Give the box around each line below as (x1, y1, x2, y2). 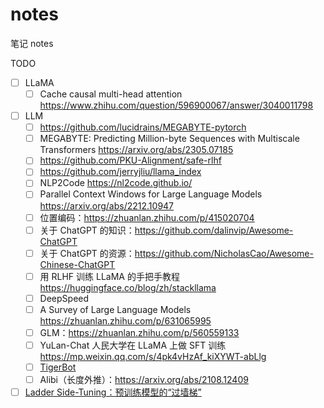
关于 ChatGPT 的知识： (39, 224, 135, 236)
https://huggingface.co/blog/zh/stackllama (39, 281, 217, 293)
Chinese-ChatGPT (39, 258, 116, 270)
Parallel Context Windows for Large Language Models (39, 188, 263, 200)
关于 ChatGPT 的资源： (39, 247, 135, 259)
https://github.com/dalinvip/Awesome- (134, 224, 294, 236)
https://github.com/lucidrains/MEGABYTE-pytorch (39, 121, 247, 133)
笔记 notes (10, 37, 54, 49)
